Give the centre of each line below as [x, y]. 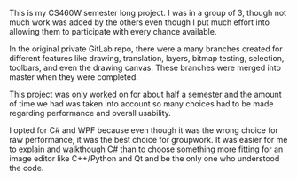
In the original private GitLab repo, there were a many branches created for [146, 49]
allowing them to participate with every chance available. [113, 31]
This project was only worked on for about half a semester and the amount [145, 94]
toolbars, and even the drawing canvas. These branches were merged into [145, 67]
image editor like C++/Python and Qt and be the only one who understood [145, 158]
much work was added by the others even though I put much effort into [140, 22]
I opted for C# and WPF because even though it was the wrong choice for [144, 130]
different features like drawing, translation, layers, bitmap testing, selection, [147, 58]
